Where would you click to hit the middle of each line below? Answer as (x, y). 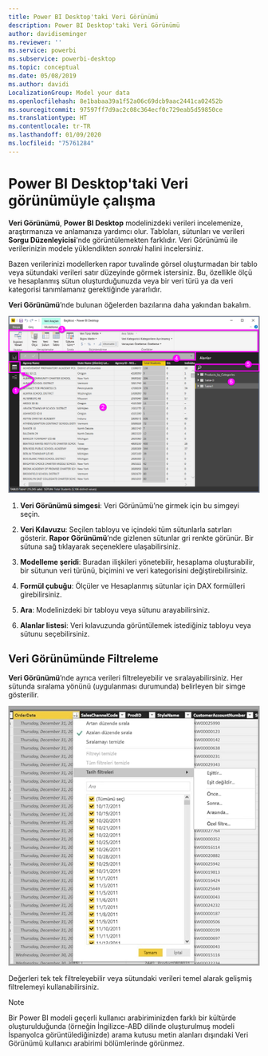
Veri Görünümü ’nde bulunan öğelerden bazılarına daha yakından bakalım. (130, 304)
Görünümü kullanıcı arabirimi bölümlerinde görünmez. (97, 1043)
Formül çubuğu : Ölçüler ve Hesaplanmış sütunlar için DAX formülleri (132, 586)
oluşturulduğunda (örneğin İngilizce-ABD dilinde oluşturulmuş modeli (122, 1026)
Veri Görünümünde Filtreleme (83, 659)
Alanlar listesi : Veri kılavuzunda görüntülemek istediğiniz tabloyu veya (135, 625)
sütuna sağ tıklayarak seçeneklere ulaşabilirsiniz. (100, 546)
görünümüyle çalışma (82, 200)
